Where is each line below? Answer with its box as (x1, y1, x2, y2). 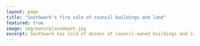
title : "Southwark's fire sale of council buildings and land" (6, 14, 167, 20)
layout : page (6, 8, 39, 15)
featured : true (6, 20, 44, 26)
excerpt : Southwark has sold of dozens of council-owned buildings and (6, 31, 187, 37)
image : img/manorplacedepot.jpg (6, 25, 86, 32)
